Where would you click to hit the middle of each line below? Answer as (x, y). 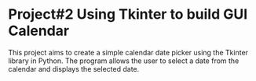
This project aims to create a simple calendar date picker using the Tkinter (128, 52)
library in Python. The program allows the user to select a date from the (124, 61)
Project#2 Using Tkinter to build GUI (128, 14)
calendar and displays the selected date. (74, 69)
